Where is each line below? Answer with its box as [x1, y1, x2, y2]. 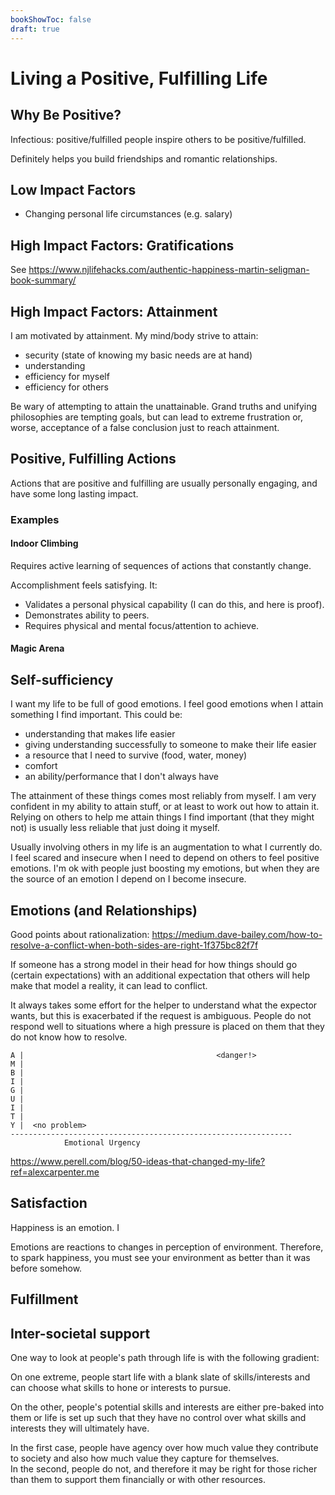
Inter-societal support [10, 1325, 151, 1342]
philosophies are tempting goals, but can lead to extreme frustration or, [10, 411, 304, 423]
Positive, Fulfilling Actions [10, 451, 177, 468]
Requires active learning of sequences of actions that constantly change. [10, 559, 312, 571]
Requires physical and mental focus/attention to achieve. [24, 619, 260, 631]
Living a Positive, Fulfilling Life [10, 67, 268, 90]
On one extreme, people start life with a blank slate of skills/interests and [10, 1371, 311, 1383]
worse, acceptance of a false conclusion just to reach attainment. [10, 421, 280, 433]
